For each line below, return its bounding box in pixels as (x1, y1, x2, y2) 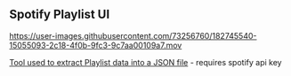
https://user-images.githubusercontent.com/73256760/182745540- (9, 30, 257, 41)
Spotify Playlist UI (9, 7, 110, 22)
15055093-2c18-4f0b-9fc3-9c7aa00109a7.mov (9, 40, 182, 50)
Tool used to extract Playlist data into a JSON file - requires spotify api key (9, 57, 282, 67)
